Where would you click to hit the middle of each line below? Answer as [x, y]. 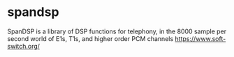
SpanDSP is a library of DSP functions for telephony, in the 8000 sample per [117, 31]
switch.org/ [24, 46]
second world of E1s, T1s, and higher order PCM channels [90, 38]
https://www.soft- [200, 38]
